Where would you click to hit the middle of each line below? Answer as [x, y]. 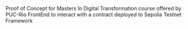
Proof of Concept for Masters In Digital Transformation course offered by [93, 8]
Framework [19, 21]
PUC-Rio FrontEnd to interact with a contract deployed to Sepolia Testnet [94, 14]
